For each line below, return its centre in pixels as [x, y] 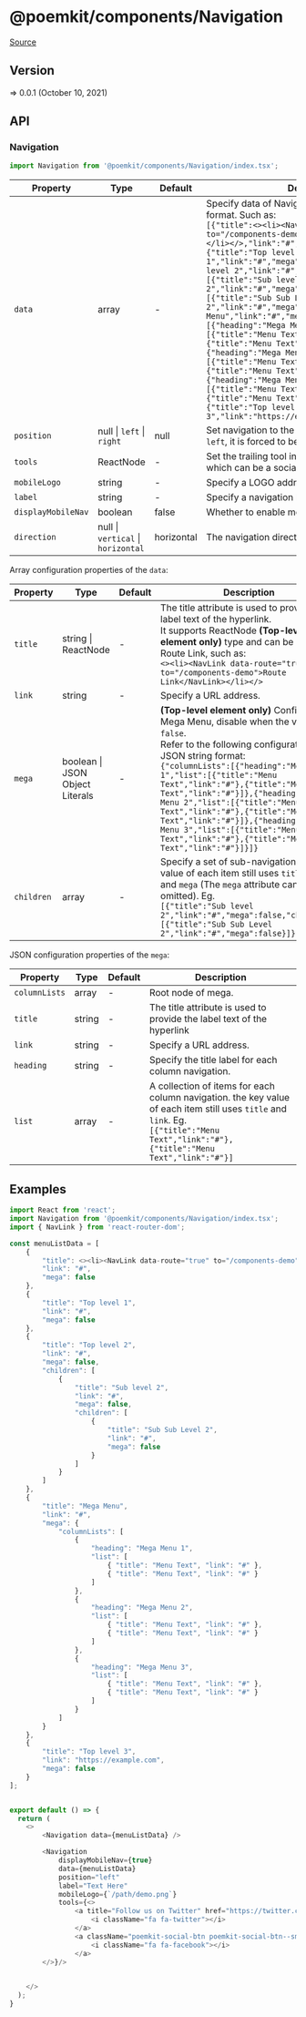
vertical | [119, 538]
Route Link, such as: [204, 653]
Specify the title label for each [213, 1060]
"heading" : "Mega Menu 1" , [142, 1549]
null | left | [121, 432]
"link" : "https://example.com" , [104, 1760]
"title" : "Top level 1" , [89, 1303]
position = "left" [89, 1877]
